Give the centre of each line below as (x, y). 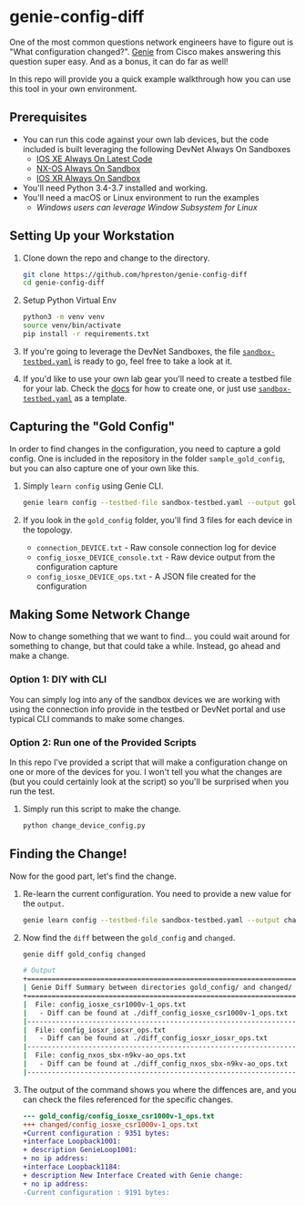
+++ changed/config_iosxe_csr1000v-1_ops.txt (110, 1124)
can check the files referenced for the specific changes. (128, 1099)
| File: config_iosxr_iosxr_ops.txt (94, 1030)
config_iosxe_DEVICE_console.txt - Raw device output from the (156, 557)
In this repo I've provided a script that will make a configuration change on (149, 762)
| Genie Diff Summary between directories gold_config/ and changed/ (158, 988)
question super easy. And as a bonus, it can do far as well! (119, 61)
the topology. (47, 530)
